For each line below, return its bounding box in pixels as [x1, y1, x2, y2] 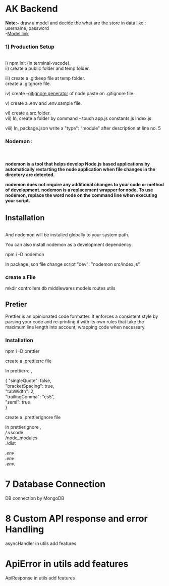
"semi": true [5, 399, 30, 405]
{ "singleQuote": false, [5, 378, 51, 384]
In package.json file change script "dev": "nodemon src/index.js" [5, 261, 140, 267]
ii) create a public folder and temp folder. [5, 65, 90, 71]
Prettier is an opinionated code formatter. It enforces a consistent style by [5, 313, 158, 319]
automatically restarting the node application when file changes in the [5, 166, 155, 173]
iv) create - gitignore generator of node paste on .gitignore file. [5, 91, 135, 97]
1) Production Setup [5, 43, 54, 50]
